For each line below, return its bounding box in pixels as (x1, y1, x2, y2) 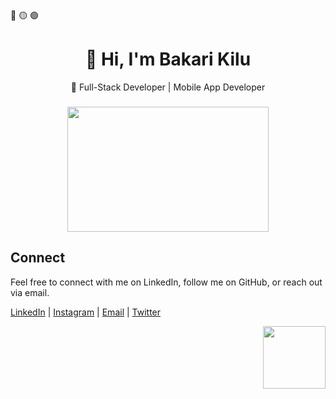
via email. (10, 286, 50, 298)
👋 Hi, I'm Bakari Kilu (84, 48, 252, 71)
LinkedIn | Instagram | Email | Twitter (10, 306, 162, 318)
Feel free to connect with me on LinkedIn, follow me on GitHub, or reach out (10, 276, 323, 288)
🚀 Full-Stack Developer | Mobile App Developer (70, 81, 266, 93)
